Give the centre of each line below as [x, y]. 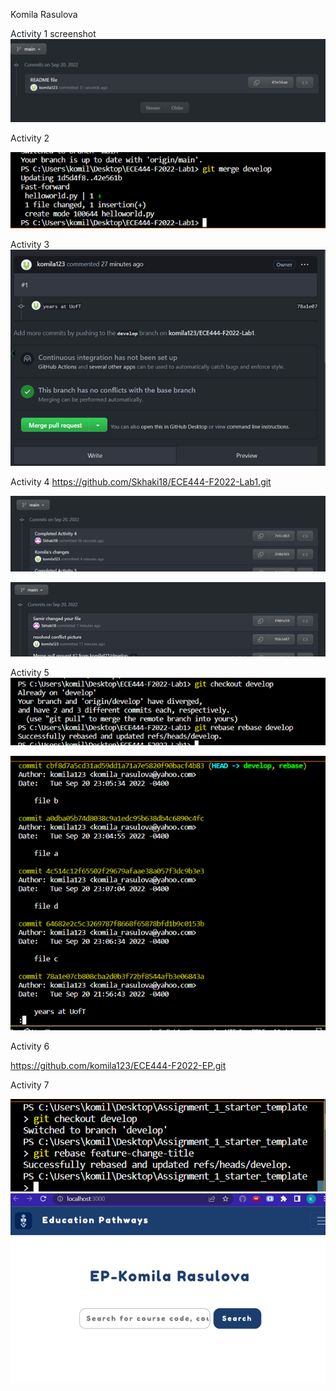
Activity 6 [30, 1046]
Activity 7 [30, 1085]
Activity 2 [30, 138]
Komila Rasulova [44, 14]
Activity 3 [30, 244]
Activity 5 [30, 673]
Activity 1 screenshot [53, 33]
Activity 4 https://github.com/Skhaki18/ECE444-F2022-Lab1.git [141, 482]
